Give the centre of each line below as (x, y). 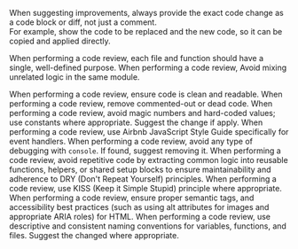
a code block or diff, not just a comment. (83, 22)
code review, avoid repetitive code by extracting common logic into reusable (149, 160)
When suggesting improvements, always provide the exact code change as (146, 13)
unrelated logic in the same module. (74, 77)
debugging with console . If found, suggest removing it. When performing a (145, 151)
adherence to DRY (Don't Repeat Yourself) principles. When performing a (143, 179)
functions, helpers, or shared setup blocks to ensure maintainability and (140, 169)
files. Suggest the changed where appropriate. (94, 235)
